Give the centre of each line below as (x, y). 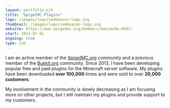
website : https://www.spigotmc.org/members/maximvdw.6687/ (69, 29)
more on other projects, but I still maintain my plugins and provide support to (85, 94)
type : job (16, 43)
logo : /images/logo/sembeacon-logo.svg (47, 19)
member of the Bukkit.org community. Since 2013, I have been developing (82, 63)
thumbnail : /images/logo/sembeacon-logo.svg (53, 24)
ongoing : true (20, 39)
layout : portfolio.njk (29, 10)
